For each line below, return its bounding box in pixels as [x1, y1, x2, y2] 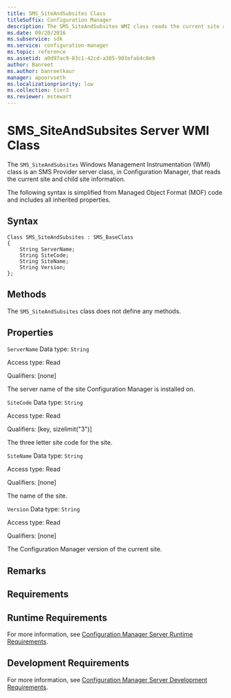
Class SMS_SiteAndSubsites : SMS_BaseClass [7, 233, 134, 241]
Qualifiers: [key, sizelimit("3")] [7, 425, 93, 434]
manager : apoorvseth [7, 74, 67, 81]
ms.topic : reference [7, 49, 67, 56]
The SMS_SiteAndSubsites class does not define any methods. [7, 307, 181, 315]
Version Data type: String [7, 505, 80, 514]
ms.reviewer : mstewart [7, 94, 72, 101]
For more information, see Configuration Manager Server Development [7, 675, 208, 684]
